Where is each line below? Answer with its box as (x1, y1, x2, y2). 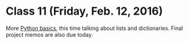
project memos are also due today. (6, 31, 93, 38)
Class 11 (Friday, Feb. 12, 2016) (6, 4, 163, 18)
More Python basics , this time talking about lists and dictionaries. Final (6, 24, 183, 32)
